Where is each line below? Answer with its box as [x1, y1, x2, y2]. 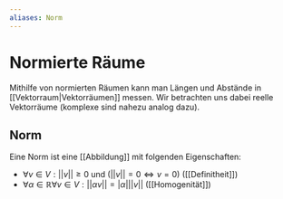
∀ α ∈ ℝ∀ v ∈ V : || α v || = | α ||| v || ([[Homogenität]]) [22, 179, 211, 190]
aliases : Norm [9, 13, 63, 23]
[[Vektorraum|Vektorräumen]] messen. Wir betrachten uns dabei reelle [9, 91, 274, 102]
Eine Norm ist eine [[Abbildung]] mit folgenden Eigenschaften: [9, 151, 242, 163]
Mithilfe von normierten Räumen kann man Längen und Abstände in [9, 82, 261, 93]
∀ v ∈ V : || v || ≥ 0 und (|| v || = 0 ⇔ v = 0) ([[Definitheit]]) [22, 169, 239, 180]
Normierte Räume [9, 52, 146, 72]
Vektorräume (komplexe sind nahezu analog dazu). [9, 101, 200, 112]
